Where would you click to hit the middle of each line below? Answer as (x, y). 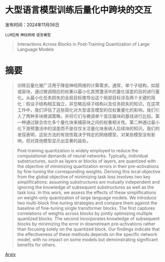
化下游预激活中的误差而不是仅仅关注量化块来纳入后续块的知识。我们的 (88, 128)
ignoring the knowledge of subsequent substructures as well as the (85, 187)
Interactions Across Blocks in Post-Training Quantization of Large (83, 44)
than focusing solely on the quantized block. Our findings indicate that (88, 229)
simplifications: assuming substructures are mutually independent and (88, 182)
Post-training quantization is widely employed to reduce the (78, 150)
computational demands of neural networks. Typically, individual (82, 156)
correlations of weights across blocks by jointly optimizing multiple (85, 213)
